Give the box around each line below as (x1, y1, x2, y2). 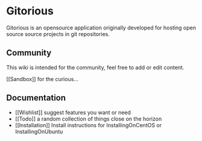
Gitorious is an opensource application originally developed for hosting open (6, 24, 197, 31)
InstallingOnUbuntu (14, 128, 63, 135)
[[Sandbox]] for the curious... (6, 75, 78, 82)
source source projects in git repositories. (6, 30, 110, 37)
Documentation (6, 93, 66, 103)
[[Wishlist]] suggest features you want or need (14, 109, 131, 116)
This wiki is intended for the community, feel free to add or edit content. (6, 64, 185, 71)
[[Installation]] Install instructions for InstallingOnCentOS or (14, 121, 162, 128)
